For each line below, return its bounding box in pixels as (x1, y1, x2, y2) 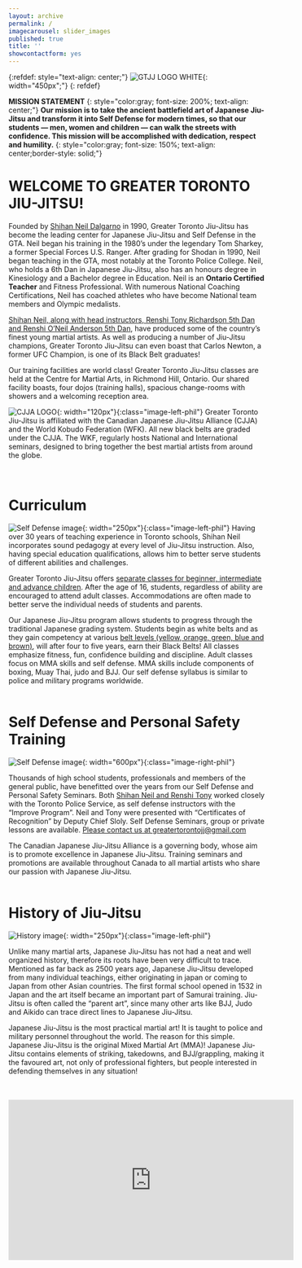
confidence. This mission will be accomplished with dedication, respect (8, 131, 256, 141)
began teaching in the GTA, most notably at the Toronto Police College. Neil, (8, 256, 264, 265)
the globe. (8, 450, 43, 460)
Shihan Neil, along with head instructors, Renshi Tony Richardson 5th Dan (8, 314, 256, 324)
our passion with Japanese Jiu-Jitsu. (8, 867, 132, 876)
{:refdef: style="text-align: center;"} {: (8, 72, 208, 81)
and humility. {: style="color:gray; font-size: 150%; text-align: (8, 140, 216, 149)
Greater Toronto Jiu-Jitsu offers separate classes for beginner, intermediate (8, 573, 262, 583)
